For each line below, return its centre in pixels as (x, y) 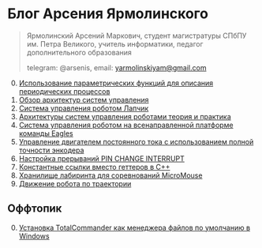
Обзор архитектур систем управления (84, 100)
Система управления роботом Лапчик (84, 108)
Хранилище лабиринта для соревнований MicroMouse (110, 175)
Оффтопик (35, 209)
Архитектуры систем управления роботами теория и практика (125, 116)
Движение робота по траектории (75, 183)
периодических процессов (64, 91)
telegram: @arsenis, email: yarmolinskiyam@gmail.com (116, 67)
